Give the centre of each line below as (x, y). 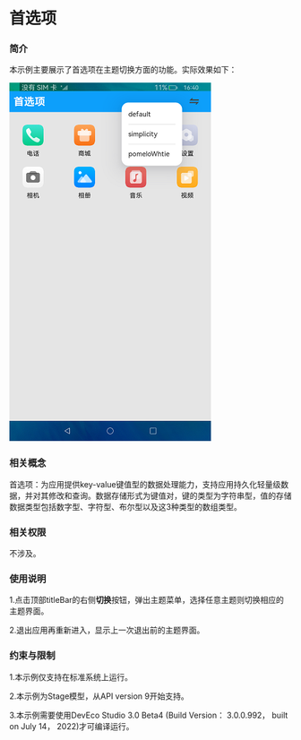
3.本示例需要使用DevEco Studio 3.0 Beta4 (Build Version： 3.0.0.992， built (149, 715)
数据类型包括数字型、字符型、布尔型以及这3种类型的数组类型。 (125, 506)
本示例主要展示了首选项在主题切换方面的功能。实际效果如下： (123, 70)
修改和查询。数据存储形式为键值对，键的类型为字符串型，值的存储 (170, 495)
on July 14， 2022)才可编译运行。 (72, 726)
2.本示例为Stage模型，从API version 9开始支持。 (99, 696)
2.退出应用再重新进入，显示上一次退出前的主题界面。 (107, 630)
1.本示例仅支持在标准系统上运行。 (71, 676)
